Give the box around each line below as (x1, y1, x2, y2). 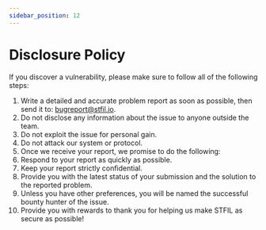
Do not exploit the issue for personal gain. (20, 129, 158, 139)
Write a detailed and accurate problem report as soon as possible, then (20, 96, 253, 105)
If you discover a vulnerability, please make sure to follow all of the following (9, 72, 258, 82)
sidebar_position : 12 (9, 11, 81, 20)
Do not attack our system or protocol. (20, 138, 143, 148)
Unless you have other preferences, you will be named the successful (20, 188, 249, 198)
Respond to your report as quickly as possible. (20, 155, 173, 164)
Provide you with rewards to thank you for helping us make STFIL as (20, 205, 243, 215)
